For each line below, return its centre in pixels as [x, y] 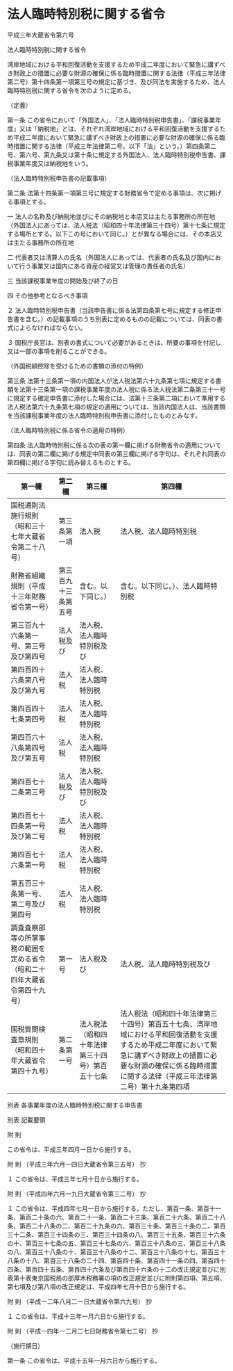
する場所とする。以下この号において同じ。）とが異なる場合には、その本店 [112, 234]
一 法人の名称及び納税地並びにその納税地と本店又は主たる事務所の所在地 [111, 216]
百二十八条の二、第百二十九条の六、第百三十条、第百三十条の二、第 [122, 1226]
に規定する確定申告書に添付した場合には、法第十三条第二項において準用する [116, 398]
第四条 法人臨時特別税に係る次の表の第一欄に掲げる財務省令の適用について [114, 445]
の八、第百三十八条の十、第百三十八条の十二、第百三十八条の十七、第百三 [113, 1251]
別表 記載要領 [26, 1119]
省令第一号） [32, 607]
